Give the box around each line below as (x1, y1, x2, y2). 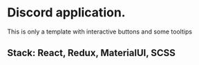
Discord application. (7, 5, 126, 21)
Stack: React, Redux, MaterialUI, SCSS (7, 47, 176, 59)
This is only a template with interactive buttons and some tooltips (7, 27, 192, 36)
